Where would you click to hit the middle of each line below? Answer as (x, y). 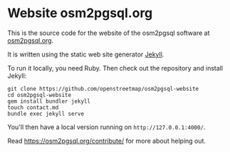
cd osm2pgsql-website (40, 95)
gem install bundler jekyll (49, 101)
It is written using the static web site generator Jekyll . (86, 54)
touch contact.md (33, 107)
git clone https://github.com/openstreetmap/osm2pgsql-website (103, 88)
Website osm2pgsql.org (80, 13)
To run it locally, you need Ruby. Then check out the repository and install (115, 68)
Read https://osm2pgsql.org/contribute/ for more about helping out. (107, 141)
